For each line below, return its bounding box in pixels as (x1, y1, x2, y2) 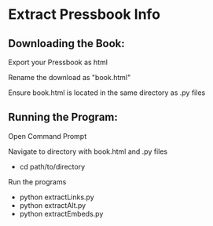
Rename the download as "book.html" (8, 73, 131, 82)
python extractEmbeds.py (19, 209, 104, 218)
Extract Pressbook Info (8, 5, 161, 24)
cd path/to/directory (19, 162, 86, 171)
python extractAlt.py (19, 200, 86, 210)
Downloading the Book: (8, 37, 126, 50)
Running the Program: (8, 111, 118, 124)
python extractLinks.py (19, 192, 94, 202)
